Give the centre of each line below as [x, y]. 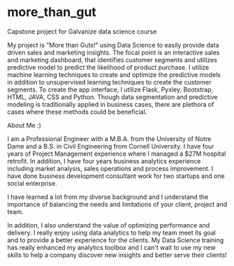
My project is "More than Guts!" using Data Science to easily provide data [113, 45]
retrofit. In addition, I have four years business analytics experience [104, 161]
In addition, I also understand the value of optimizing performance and [109, 225]
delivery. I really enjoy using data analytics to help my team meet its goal [112, 232]
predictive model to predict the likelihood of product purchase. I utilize [108, 67]
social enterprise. [32, 183]
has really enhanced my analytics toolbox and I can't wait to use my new [111, 247]
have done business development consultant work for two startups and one [116, 176]
